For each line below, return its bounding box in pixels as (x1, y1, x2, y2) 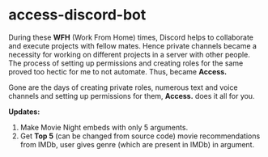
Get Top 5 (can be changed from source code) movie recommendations (19, 131, 261, 141)
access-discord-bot (8, 6, 147, 24)
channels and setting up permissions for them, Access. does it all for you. (8, 91, 255, 100)
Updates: (8, 107, 40, 117)
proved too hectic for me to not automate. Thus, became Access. (8, 66, 228, 76)
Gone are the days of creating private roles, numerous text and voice (8, 83, 238, 92)
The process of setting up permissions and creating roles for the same (8, 58, 244, 68)
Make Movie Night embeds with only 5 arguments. (19, 122, 189, 132)
